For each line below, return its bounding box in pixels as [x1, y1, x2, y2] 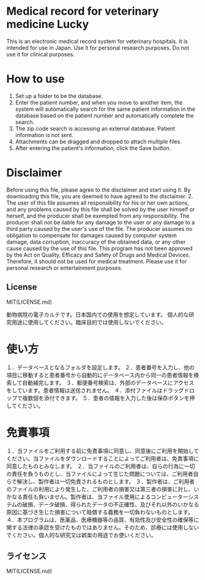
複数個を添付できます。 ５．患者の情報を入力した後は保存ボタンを [22, 394, 190, 402]
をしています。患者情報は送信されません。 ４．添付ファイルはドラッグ [6, 386, 184, 394]
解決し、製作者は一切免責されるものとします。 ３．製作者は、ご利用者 [17, 478, 195, 485]
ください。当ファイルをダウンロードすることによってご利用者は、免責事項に [6, 454, 199, 462]
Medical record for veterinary [6, 4, 159, 18]
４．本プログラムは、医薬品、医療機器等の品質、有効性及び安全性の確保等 [6, 516, 194, 523]
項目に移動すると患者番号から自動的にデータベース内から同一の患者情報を [6, 371, 194, 379]
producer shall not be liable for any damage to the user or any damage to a [6, 219, 195, 226]
